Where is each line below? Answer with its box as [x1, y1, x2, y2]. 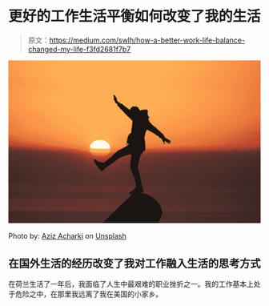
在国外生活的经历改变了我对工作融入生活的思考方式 [8, 256, 261, 270]
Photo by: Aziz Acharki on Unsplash [8, 232, 126, 241]
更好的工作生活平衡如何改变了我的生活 [8, 7, 262, 26]
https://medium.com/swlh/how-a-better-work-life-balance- [49, 35, 246, 45]
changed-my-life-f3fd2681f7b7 [27, 44, 131, 54]
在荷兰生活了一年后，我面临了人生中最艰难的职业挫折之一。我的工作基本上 [8, 280, 254, 289]
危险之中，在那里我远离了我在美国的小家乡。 [14, 289, 163, 299]
